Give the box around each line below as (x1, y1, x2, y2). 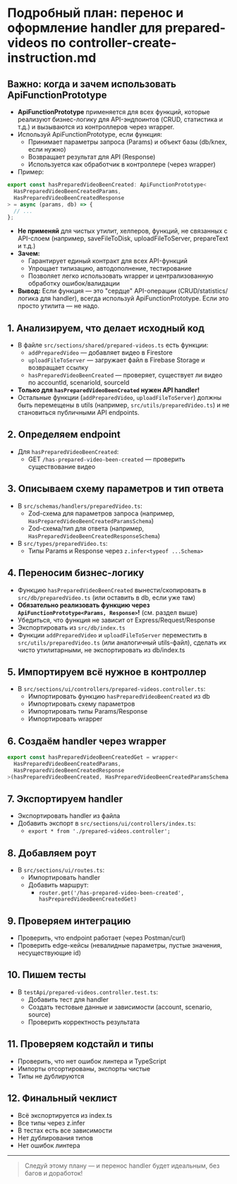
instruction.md (7, 50, 97, 66)
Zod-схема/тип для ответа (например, (28, 524, 145, 532)
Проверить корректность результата (28, 1018, 140, 1026)
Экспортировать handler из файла (17, 812, 121, 820)
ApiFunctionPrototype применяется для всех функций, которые (17, 108, 210, 116)
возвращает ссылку (28, 363, 89, 372)
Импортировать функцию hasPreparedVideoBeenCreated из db (28, 692, 210, 701)
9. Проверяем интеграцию (7, 915, 131, 927)
